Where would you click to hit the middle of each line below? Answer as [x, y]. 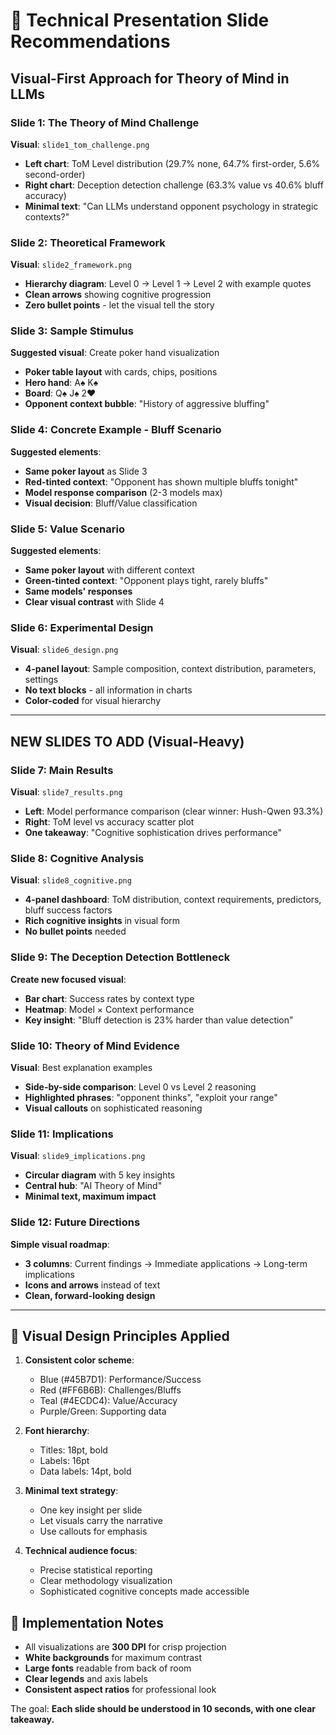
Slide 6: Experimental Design [82, 627]
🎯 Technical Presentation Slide [140, 20]
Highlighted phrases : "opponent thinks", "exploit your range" [151, 1097]
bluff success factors [68, 910]
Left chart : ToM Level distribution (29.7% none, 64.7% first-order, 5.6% [172, 163]
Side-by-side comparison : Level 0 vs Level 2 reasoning [140, 1086]
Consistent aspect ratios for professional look [120, 1690]
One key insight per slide [91, 1510]
